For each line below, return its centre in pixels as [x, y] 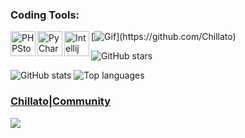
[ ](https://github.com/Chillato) [164, 37]
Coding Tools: [45, 15]
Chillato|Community [61, 101]
